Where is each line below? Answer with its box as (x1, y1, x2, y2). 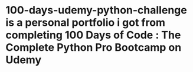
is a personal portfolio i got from (5, 16, 166, 29)
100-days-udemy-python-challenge (5, 4, 187, 17)
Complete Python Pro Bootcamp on (5, 41, 182, 54)
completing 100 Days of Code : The (5, 29, 181, 42)
